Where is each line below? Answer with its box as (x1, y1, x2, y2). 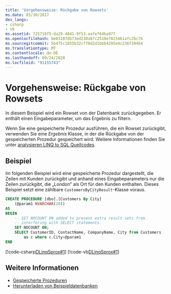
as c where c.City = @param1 (24, 234, 81, 240)
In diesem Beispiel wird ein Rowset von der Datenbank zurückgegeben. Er (5, 110, 161, 116)
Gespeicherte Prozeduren (12, 277, 68, 283)
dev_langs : (5, 17, 29, 22)
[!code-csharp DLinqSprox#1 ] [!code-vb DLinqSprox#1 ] (5, 248, 119, 254)
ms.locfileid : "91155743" (5, 60, 60, 65)
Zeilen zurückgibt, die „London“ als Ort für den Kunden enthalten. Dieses (5, 181, 159, 187)
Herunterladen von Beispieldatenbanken (12, 283, 98, 289)
